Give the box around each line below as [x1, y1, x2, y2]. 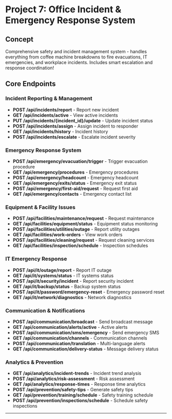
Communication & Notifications [5, 307, 85, 314]
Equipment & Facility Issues [5, 203, 76, 211]
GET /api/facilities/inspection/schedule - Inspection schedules [12, 242, 148, 249]
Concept [5, 35, 34, 44]
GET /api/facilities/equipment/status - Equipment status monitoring [12, 221, 158, 227]
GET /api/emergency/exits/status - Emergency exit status [12, 180, 137, 186]
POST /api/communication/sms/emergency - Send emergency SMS [12, 329, 160, 336]
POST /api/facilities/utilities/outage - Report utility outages [12, 226, 140, 233]
